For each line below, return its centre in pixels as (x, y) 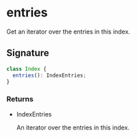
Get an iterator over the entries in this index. (68, 32)
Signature (28, 53)
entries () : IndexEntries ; (50, 75)
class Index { (27, 69)
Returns (20, 99)
